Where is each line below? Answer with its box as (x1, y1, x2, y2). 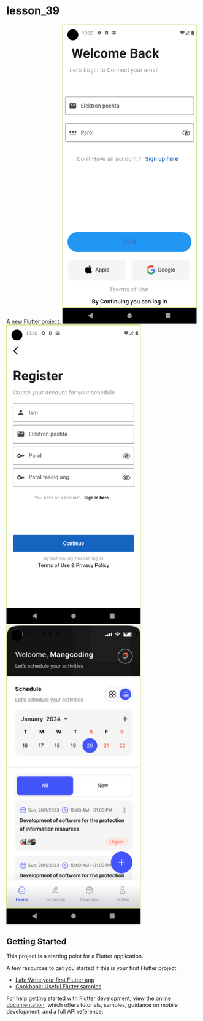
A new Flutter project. (6, 318, 61, 326)
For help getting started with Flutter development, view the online (6, 995, 172, 1002)
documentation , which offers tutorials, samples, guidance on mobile (6, 1001, 178, 1009)
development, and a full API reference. (6, 1008, 104, 1015)
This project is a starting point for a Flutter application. (6, 953, 144, 960)
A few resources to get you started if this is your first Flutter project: (6, 964, 178, 972)
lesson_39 (6, 4, 60, 18)
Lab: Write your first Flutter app (15, 976, 95, 984)
